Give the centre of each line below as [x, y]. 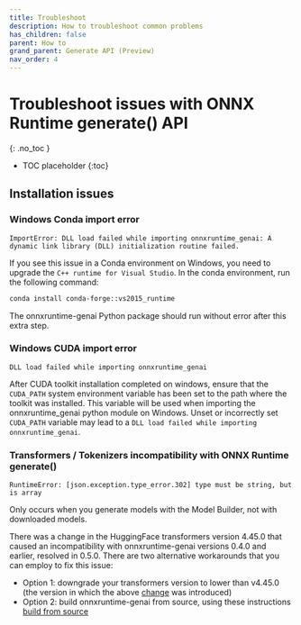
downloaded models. [48, 520]
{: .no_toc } [30, 148]
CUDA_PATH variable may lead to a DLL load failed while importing [133, 422]
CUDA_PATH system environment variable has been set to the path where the [148, 394]
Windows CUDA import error [73, 349]
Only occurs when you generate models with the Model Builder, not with [143, 510]
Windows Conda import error [74, 220]
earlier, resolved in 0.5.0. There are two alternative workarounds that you [144, 556]
